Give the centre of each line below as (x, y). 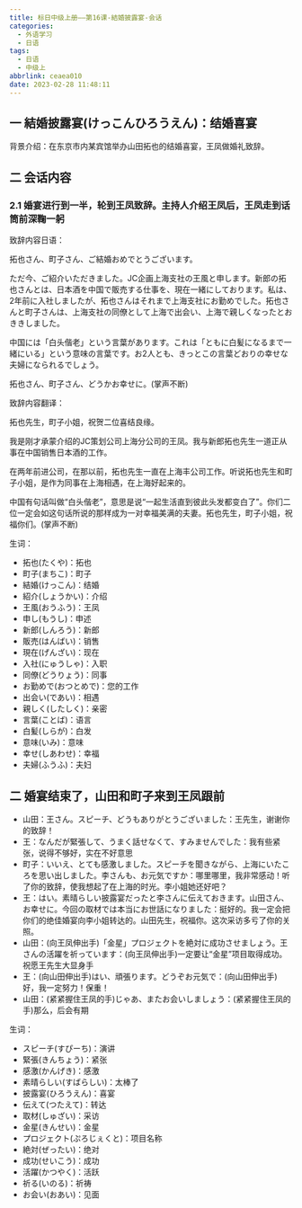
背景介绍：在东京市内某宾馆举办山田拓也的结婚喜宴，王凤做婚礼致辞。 (139, 147)
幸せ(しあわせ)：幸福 (61, 754)
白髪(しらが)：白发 (57, 731)
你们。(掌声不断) (48, 524)
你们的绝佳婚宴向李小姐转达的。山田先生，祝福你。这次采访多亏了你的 (152, 920)
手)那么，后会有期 (55, 1010)
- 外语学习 (35, 34)
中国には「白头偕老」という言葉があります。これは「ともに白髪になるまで (147, 342)
